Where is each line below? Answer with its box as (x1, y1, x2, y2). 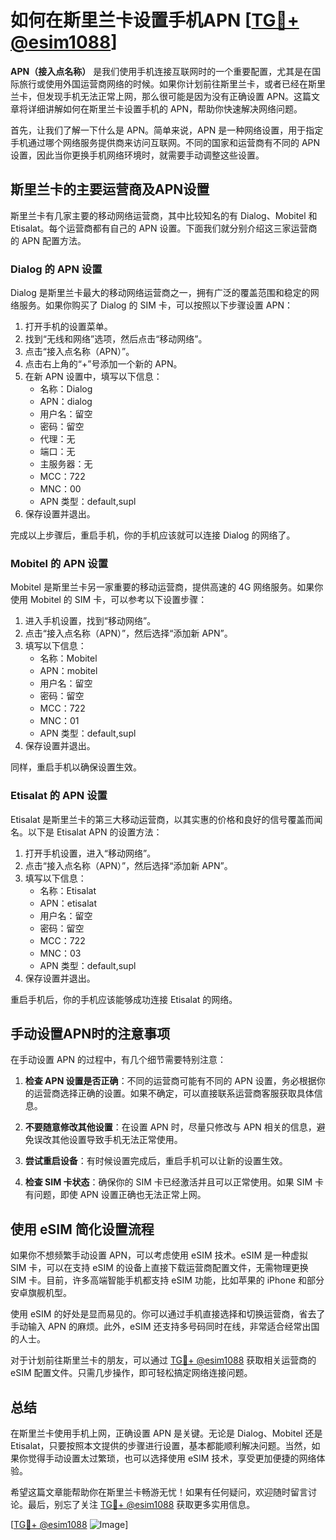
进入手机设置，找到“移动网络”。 (24, 615, 157, 627)
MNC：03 (39, 947, 82, 959)
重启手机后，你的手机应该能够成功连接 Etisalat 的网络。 (10, 993, 238, 1005)
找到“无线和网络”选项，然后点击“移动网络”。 (24, 333, 208, 345)
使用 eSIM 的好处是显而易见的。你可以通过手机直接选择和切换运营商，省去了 (10, 1308, 326, 1320)
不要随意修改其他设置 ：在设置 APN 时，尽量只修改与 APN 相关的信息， (24, 1121, 317, 1133)
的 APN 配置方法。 (10, 234, 87, 246)
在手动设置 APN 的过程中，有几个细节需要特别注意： (10, 1054, 227, 1066)
